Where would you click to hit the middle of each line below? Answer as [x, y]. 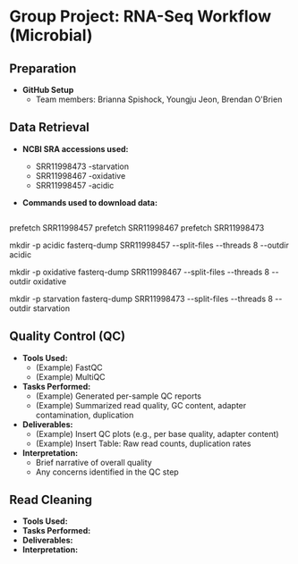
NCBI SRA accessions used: [75, 148]
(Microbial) [51, 35]
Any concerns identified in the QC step [107, 472]
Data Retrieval [49, 127]
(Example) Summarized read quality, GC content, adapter [141, 405]
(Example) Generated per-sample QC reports [119, 396]
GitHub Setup [48, 90]
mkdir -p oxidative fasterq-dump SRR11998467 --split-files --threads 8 [140, 272]
